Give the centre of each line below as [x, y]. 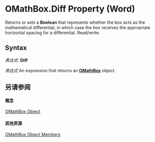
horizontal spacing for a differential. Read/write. [53, 32]
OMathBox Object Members [33, 134]
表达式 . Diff [16, 60]
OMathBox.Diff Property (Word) [70, 9]
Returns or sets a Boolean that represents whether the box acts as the [75, 22]
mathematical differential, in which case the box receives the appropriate [78, 27]
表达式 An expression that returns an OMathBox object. [60, 70]
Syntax [16, 48]
